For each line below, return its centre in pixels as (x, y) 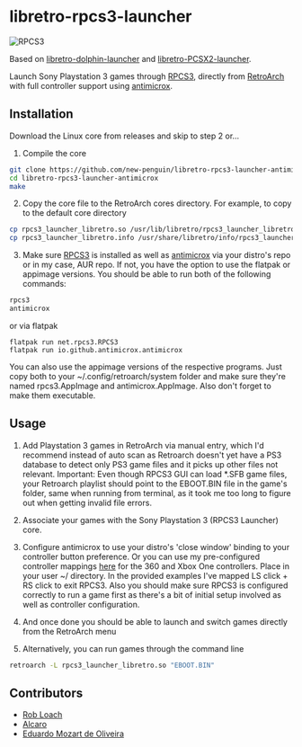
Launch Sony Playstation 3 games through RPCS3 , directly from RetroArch (147, 76)
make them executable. (53, 395)
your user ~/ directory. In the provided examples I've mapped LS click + (155, 575)
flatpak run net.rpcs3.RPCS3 (64, 342)
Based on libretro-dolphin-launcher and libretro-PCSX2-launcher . (130, 58)
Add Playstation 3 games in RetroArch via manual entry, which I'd (143, 445)
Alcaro (35, 725)
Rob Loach (42, 715)
